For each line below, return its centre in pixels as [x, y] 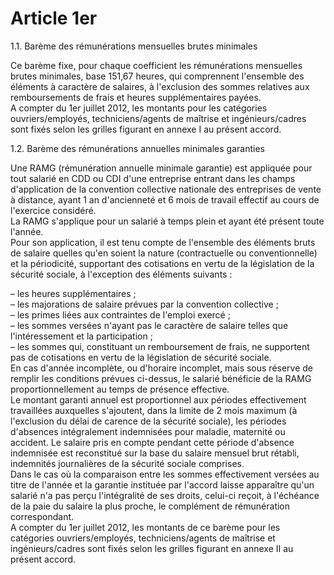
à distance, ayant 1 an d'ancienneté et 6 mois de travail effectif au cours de [165, 199]
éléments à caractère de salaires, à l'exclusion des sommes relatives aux [160, 86]
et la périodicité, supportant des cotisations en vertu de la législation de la [162, 263]
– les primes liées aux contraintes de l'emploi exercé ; [120, 314]
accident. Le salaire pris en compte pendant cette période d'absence [152, 442]
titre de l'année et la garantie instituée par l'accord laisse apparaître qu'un [162, 484]
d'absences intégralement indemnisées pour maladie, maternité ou [148, 431]
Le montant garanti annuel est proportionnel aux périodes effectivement [158, 399]
